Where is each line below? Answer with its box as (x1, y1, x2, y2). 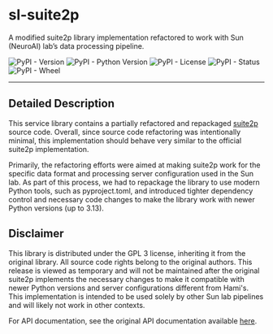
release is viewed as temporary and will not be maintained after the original (8, 266, 260, 275)
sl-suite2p (8, 6, 80, 24)
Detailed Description (8, 97, 115, 111)
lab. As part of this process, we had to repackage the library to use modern (8, 177, 260, 187)
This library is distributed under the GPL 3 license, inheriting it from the (8, 248, 246, 258)
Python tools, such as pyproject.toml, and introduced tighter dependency (8, 185, 253, 196)
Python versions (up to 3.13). (8, 203, 104, 213)
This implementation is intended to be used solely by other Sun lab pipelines (8, 291, 264, 301)
